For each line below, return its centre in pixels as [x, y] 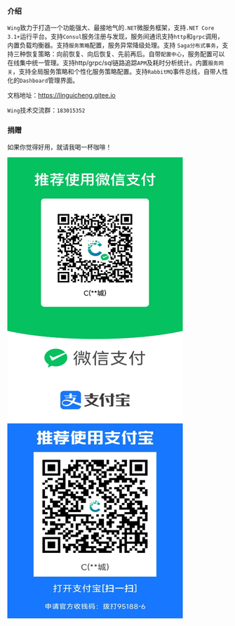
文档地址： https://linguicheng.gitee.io [61, 96]
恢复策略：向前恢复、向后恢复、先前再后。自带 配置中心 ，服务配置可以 [125, 54]
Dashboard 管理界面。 [49, 80]
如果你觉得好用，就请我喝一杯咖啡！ [60, 147]
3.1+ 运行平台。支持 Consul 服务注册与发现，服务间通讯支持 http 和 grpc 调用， [115, 37]
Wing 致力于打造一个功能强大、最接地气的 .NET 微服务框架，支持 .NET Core [111, 28]
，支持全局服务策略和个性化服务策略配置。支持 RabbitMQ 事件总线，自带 [114, 72]
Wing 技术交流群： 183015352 [46, 110]
